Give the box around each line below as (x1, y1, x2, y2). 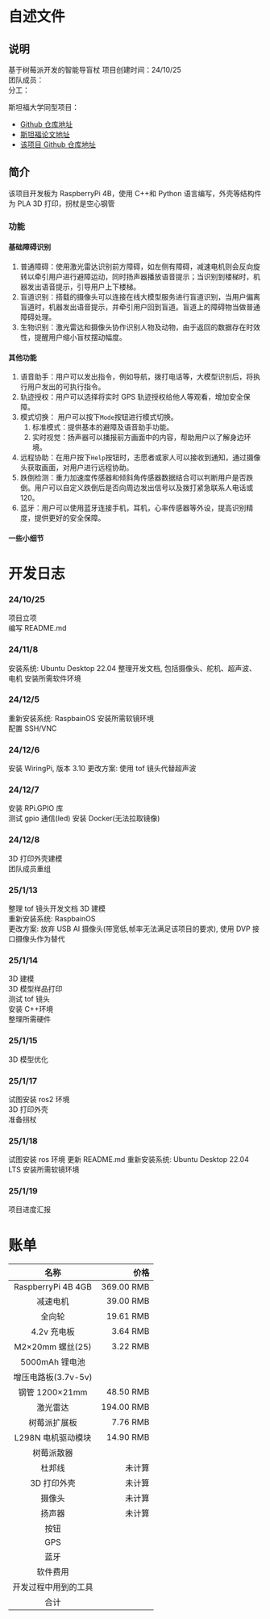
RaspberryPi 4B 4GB (13, 1281, 93, 1293)
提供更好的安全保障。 (34, 514, 106, 523)
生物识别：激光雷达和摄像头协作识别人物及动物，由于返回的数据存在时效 (19, 322, 260, 332)
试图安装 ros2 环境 (8, 1094, 70, 1104)
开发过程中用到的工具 (12, 1582, 94, 1593)
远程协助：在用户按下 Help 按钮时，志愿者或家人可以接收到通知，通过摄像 (19, 453, 261, 463)
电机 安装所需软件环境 (8, 673, 81, 683)
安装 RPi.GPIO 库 (8, 803, 64, 813)
